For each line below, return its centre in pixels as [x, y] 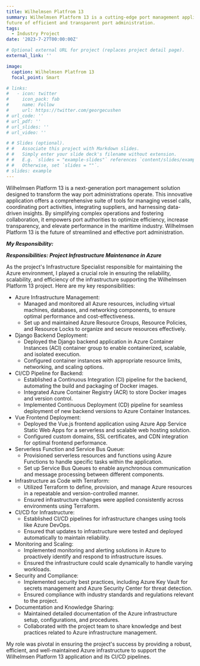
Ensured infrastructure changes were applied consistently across [104, 499]
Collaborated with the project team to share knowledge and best [102, 626]
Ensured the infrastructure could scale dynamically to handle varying [108, 562]
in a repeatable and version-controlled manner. [81, 493]
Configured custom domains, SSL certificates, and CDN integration [106, 436]
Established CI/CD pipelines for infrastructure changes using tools [105, 518]
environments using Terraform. [62, 506]
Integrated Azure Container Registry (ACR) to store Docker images [105, 392]
